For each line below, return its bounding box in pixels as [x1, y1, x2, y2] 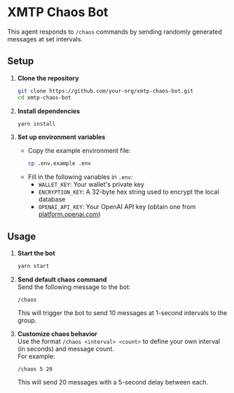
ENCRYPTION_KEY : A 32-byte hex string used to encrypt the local [38, 187, 219, 196]
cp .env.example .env [27, 160, 91, 167]
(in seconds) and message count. [17, 345, 114, 353]
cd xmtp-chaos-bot [17, 94, 71, 101]
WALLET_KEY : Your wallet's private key [38, 180, 145, 189]
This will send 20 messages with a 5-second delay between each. [17, 378, 209, 386]
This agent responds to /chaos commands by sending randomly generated [7, 27, 222, 36]
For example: [17, 352, 55, 360]
